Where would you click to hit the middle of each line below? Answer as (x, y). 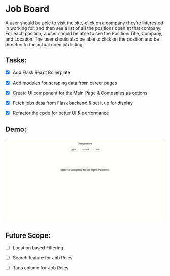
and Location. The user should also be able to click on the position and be (82, 39)
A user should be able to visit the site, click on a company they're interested (84, 23)
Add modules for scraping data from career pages (65, 83)
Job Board (27, 9)
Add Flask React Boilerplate (41, 72)
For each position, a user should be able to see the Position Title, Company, (84, 33)
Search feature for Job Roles (42, 258)
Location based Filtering (38, 248)
